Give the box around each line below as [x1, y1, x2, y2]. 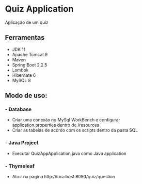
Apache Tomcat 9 [12, 51, 48, 57]
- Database [5, 106, 32, 113]
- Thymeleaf [5, 163, 35, 169]
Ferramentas [5, 33, 45, 42]
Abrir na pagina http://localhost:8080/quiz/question [12, 174, 115, 180]
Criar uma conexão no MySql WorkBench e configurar [12, 117, 120, 123]
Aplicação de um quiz [5, 19, 48, 25]
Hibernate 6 [12, 72, 36, 78]
